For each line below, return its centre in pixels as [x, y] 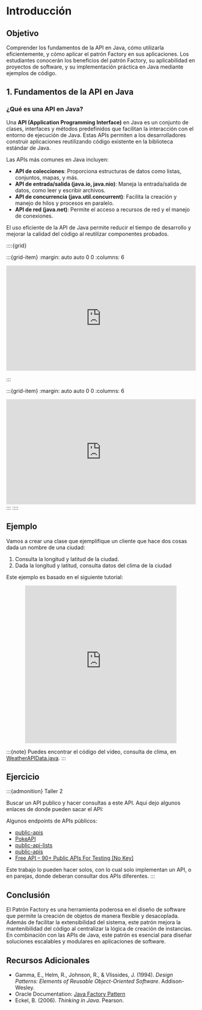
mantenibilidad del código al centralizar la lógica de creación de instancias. [99, 929]
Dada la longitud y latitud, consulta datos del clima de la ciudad [93, 565]
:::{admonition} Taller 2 [35, 791]
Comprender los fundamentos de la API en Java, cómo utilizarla [85, 47]
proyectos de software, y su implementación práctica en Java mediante [95, 67]
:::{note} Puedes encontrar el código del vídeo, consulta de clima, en [91, 752]
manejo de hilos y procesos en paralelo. [64, 203]
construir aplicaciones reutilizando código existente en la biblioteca [90, 141]
